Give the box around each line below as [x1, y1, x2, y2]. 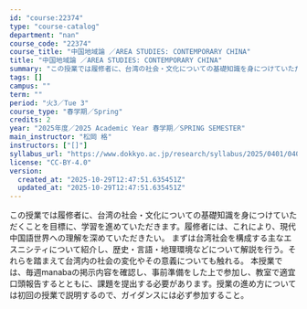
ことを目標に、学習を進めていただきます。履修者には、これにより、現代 [25, 221, 297, 232]
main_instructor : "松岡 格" [9, 133, 112, 142]
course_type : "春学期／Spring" [9, 107, 123, 116]
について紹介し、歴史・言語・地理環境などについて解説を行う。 [48, 244, 289, 255]
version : [9, 166, 43, 176]
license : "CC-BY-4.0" [9, 157, 92, 167]
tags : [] [9, 73, 43, 82]
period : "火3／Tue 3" [9, 98, 90, 108]
